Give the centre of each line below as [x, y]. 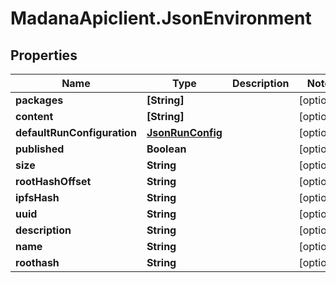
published [40, 149]
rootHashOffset [53, 181]
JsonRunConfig [184, 132]
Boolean [166, 149]
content [34, 116]
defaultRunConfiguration [76, 132]
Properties [44, 55]
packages [39, 100]
